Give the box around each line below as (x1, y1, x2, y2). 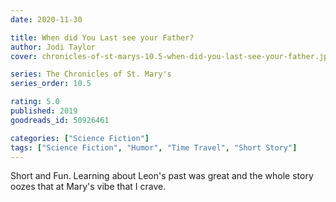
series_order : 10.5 (10, 79, 92, 89)
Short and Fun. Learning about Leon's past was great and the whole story (10, 170, 314, 182)
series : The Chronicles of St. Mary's (10, 69, 172, 80)
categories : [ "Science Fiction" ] (10, 133, 150, 143)
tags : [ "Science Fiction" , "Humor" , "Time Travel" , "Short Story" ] (10, 142, 298, 153)
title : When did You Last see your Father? (10, 32, 195, 43)
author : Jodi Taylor (10, 42, 97, 52)
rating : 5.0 (10, 97, 60, 107)
